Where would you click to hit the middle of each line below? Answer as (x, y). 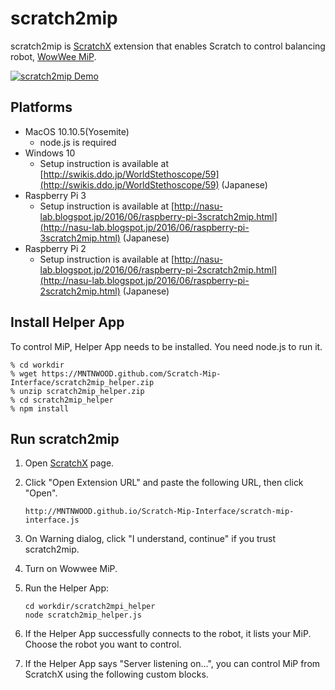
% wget (24, 373)
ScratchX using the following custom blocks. (116, 674)
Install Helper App (67, 322)
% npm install (40, 408)
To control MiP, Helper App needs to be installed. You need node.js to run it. (166, 346)
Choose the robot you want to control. (103, 644)
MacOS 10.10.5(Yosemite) (77, 131)
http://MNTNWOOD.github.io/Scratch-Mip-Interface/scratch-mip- (159, 512)
